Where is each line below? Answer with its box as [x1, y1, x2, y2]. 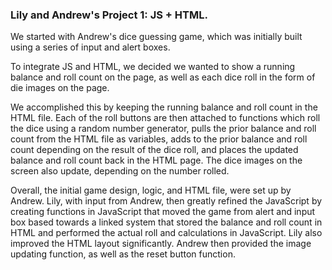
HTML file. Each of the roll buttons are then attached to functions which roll [10, 112, 321, 124]
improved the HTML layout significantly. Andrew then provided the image [10, 238, 312, 250]
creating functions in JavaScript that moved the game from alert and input [10, 206, 316, 218]
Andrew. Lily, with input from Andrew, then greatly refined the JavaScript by [10, 195, 323, 207]
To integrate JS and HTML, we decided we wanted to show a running [10, 61, 296, 73]
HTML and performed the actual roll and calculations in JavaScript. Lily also [10, 227, 323, 239]
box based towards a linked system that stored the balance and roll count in [10, 216, 323, 228]
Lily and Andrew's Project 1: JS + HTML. [10, 8, 208, 22]
